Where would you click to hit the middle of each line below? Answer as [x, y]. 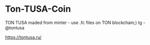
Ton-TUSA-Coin [38, 9]
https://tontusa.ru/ [23, 37]
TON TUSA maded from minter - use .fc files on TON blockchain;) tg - [75, 22]
